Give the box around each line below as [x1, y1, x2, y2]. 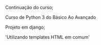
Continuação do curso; [5, 5, 54, 10]
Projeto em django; [5, 24, 45, 30]
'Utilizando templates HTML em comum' [5, 34, 90, 40]
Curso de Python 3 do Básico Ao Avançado [5, 14, 96, 20]
